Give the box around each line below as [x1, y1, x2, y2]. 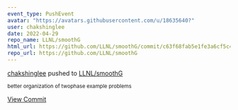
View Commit [7, 94, 47, 103]
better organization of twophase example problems [7, 82, 132, 90]
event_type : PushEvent [7, 10, 74, 18]
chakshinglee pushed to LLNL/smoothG [7, 68, 123, 78]
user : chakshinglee [7, 23, 65, 30]
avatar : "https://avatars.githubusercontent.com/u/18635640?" [7, 17, 195, 24]
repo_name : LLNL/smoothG [7, 37, 81, 44]
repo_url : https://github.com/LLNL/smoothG [7, 50, 138, 57]
